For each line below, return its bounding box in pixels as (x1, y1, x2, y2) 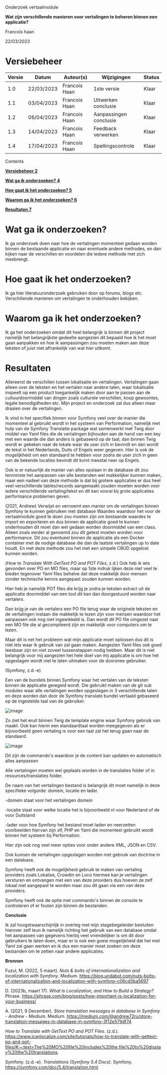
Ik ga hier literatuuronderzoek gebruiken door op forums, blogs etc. (5, 290, 143, 296)
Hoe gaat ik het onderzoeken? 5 (5, 187, 72, 193)
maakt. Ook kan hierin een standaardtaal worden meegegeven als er (5, 722, 145, 728)
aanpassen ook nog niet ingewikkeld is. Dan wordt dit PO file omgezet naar (5, 616, 159, 622)
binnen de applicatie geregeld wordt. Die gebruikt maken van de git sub (5, 682, 152, 688)
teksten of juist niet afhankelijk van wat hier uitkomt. (5, 345, 112, 351)
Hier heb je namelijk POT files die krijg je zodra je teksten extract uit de (5, 585, 151, 591)
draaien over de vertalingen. (5, 405, 63, 411)
